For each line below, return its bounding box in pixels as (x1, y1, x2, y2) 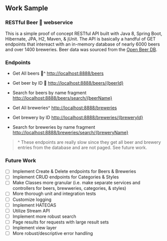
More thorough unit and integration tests (12, 190, 96, 197)
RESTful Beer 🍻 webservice (5, 19, 73, 26)
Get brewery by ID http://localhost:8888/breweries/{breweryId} (12, 114, 143, 120)
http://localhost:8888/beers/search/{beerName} (12, 95, 112, 101)
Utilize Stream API (12, 207, 50, 213)
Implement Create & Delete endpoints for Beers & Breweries (12, 168, 136, 174)
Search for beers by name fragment (12, 90, 87, 96)
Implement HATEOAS (12, 202, 57, 208)
